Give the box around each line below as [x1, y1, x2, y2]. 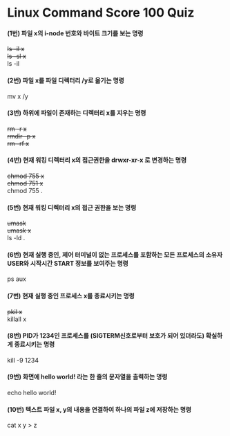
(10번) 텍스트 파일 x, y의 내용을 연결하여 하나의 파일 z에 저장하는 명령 [7, 405, 192, 413]
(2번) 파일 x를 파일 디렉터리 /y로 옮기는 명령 [7, 76, 124, 84]
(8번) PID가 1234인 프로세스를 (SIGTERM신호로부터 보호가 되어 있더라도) [7, 331, 205, 340]
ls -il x [7, 45, 25, 53]
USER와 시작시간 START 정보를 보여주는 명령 [7, 259, 129, 267]
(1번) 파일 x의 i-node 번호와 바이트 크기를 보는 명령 [7, 29, 144, 37]
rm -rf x [7, 139, 30, 147]
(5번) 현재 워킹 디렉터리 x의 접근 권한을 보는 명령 [7, 203, 137, 212]
